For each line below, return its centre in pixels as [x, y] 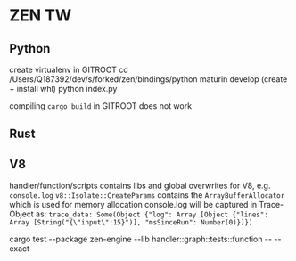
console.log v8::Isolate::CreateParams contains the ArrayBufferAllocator [147, 195]
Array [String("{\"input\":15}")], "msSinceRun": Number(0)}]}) [131, 223]
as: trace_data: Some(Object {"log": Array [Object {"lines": [152, 214]
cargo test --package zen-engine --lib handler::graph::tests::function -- [141, 239]
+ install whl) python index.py [63, 89]
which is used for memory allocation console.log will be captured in [133, 205]
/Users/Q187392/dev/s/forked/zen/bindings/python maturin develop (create [148, 79]
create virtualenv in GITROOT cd [69, 69]
